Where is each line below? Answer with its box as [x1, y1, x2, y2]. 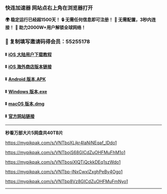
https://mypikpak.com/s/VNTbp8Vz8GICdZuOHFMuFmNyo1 [5, 179, 128, 185]
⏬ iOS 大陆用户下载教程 [5, 51, 52, 57]
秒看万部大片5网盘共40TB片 [5, 130, 64, 136]
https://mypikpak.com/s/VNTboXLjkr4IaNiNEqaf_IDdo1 [5, 140, 117, 146]
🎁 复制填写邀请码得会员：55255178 [5, 38, 90, 45]
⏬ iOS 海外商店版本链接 [5, 64, 52, 70]
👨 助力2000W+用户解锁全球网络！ [14, 24, 86, 30]
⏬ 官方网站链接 [5, 113, 35, 119]
